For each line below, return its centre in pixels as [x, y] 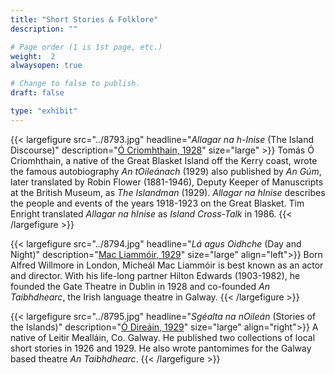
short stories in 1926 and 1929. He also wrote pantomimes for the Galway [161, 348]
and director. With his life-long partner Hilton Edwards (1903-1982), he [155, 275]
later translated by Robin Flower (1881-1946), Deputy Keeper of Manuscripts [167, 182]
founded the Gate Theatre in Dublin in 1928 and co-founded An [140, 286]
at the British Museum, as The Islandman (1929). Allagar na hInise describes [168, 192]
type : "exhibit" [44, 111]
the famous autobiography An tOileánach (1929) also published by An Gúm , [166, 171]
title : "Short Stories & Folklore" [84, 19]
